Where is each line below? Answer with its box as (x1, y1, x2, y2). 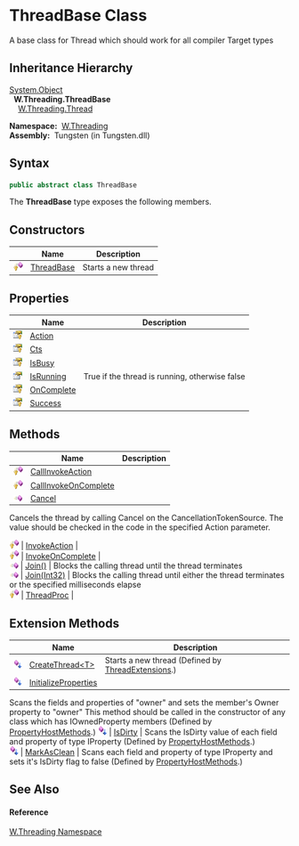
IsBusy (29, 357, 55, 368)
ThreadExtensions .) (104, 664, 177, 675)
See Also (9, 782, 60, 797)
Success (29, 398, 62, 409)
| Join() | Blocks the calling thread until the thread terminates (20, 560, 243, 571)
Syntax (9, 156, 50, 171)
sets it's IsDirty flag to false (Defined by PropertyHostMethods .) (9, 756, 243, 767)
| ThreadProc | (20, 590, 74, 601)
